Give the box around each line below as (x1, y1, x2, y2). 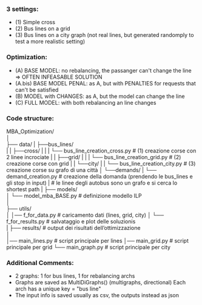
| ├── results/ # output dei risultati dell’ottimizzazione (6, 224, 141, 231)
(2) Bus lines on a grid (15, 25, 71, 32)
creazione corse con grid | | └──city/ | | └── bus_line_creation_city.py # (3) (6, 160, 196, 167)
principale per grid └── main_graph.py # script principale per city (6, 243, 171, 251)
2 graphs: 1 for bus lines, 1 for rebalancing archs (15, 272, 135, 280)
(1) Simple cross (15, 19, 56, 26)
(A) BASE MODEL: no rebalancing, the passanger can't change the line (15, 67, 192, 74)
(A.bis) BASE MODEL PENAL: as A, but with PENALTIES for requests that (15, 79, 196, 87)
